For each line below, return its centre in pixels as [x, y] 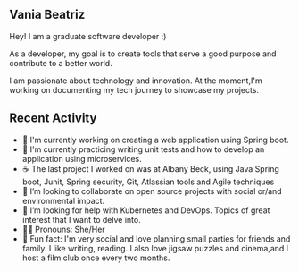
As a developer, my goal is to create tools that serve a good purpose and [143, 54]
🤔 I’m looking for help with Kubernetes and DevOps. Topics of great [146, 210]
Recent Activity [53, 119]
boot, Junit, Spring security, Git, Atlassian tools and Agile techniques [148, 182]
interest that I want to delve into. [81, 219]
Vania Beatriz [47, 15]
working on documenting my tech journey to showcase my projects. [134, 89]
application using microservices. [82, 158]
